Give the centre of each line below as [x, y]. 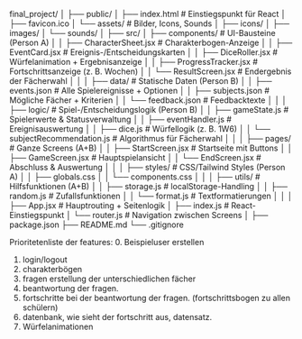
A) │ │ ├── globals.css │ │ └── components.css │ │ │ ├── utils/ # [135, 177]
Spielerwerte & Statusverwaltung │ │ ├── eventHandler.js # [121, 119]
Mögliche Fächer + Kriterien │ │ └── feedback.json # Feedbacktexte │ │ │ [148, 100]
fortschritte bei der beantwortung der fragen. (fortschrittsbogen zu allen [156, 298]
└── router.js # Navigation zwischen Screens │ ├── [171, 215]
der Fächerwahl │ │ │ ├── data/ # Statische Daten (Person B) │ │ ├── [141, 81]
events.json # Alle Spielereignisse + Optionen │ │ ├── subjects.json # [140, 91]
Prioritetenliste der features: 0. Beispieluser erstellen [107, 242]
